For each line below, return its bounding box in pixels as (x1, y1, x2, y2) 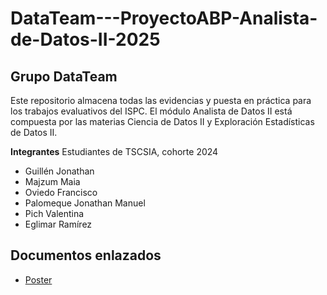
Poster (24, 273, 53, 286)
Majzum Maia (24, 176, 81, 187)
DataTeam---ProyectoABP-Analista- (10, 7, 318, 30)
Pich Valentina (24, 208, 85, 219)
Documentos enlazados (10, 247, 162, 264)
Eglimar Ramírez (24, 218, 93, 230)
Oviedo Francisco (24, 187, 98, 198)
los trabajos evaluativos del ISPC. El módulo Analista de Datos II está (10, 105, 293, 117)
